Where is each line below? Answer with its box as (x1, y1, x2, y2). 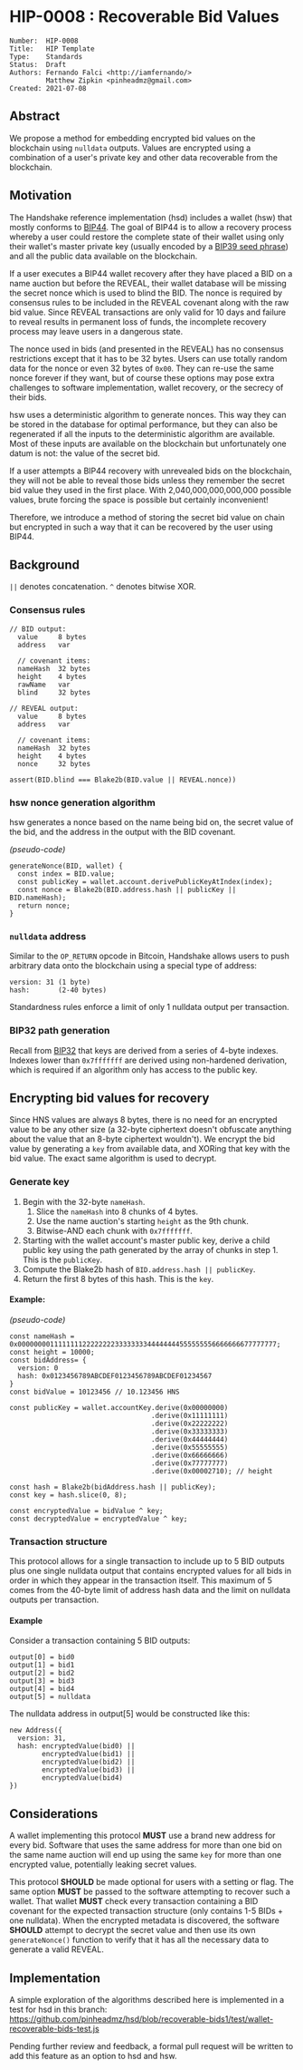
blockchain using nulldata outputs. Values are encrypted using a (9, 142, 251, 153)
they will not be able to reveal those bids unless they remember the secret (9, 474, 285, 486)
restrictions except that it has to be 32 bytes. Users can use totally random (9, 353, 288, 364)
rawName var (17, 680, 71, 689)
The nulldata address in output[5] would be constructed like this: (9, 1708, 251, 1719)
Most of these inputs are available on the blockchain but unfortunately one (9, 438, 287, 449)
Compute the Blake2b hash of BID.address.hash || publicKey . (22, 1263, 256, 1275)
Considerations (9, 1806, 99, 1822)
